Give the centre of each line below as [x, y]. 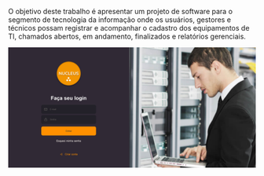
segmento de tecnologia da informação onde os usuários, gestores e [120, 20]
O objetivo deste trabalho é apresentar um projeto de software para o [121, 11]
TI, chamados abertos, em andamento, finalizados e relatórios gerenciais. [127, 36]
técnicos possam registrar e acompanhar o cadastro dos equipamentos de [129, 28]
